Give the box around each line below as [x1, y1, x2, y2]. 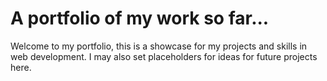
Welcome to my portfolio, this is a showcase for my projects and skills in [10, 40, 308, 52]
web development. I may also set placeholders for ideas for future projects [10, 50, 318, 62]
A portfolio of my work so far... [10, 7, 270, 30]
